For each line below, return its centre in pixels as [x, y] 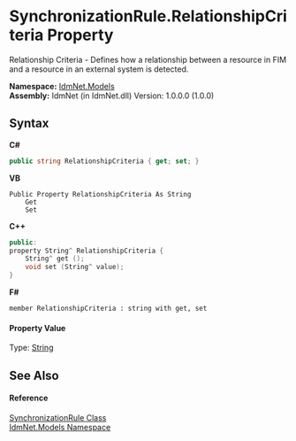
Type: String [31, 348]
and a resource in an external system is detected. [99, 69]
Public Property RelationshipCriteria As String [100, 194]
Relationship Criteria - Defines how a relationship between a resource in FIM [148, 59]
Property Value [38, 328]
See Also [34, 375]
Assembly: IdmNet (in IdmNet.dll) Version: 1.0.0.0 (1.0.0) [112, 96]
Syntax [29, 124]
